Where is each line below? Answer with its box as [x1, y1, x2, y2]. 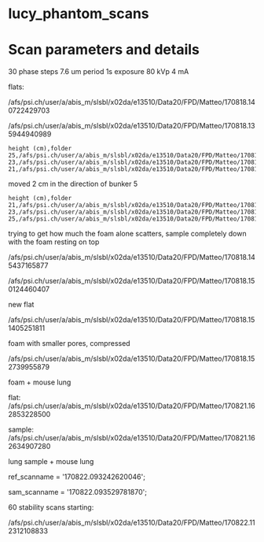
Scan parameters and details [8, 41, 200, 59]
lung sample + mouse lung [8, 457, 94, 466]
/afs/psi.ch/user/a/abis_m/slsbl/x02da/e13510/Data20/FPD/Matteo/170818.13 [8, 121, 255, 131]
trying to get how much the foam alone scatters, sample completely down [8, 229, 247, 239]
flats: [8, 82, 25, 91]
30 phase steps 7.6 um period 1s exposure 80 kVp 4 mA [8, 67, 189, 76]
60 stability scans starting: [8, 503, 94, 512]
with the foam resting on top [8, 237, 100, 247]
